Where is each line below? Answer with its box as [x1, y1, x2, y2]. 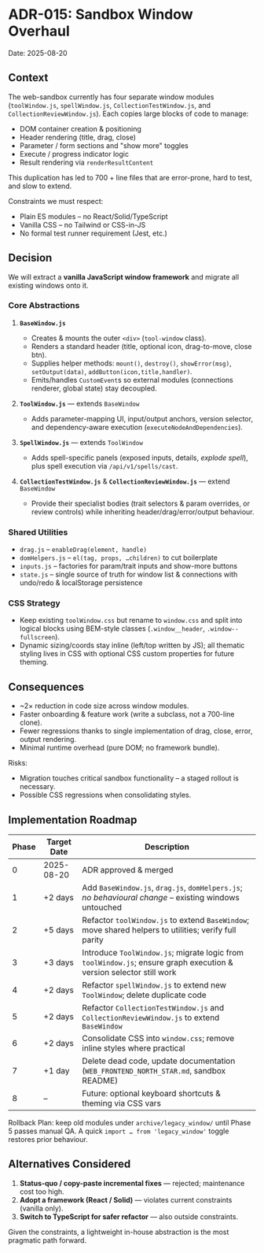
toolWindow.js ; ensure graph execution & [82, 957, 233, 968]
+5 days [43, 925, 75, 936]
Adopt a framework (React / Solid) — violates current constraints [19, 1195, 233, 1204]
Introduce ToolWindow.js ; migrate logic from [82, 947, 244, 958]
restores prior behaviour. [8, 1135, 88, 1144]
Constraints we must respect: [8, 196, 104, 206]
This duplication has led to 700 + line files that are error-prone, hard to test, [8, 172, 253, 182]
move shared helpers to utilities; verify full [82, 925, 236, 936]
